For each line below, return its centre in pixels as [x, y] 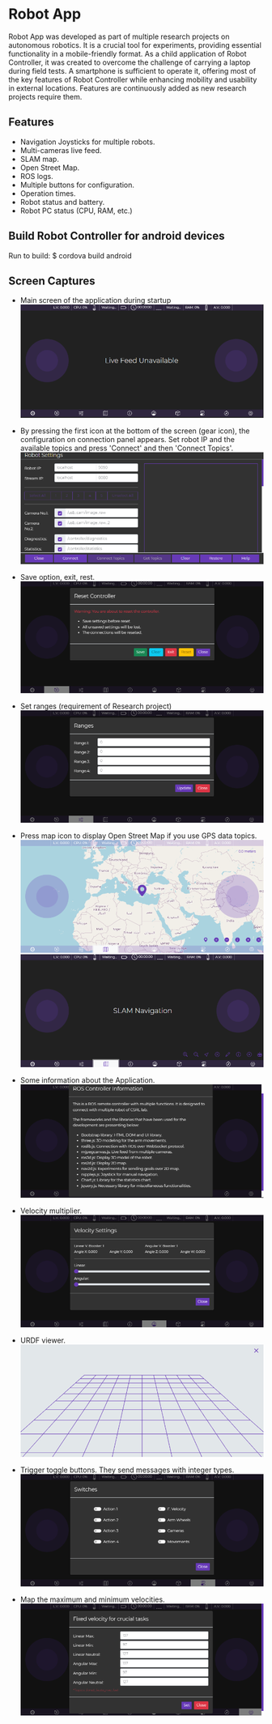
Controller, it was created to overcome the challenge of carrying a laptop [130, 62]
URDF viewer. [43, 1340]
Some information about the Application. [87, 1080]
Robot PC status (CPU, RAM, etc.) [76, 211]
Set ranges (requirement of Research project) [96, 706]
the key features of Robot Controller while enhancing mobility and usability [133, 79]
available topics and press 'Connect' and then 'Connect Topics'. [126, 448]
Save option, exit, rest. [57, 577]
